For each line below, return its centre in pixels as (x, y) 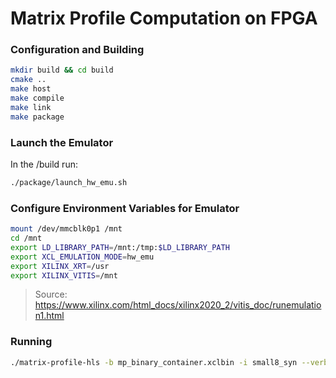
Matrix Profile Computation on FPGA (164, 18)
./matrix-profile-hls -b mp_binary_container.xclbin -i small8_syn (154, 362)
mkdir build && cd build (62, 70)
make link (31, 107)
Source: (51, 294)
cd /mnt (26, 238)
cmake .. (28, 80)
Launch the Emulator (62, 142)
